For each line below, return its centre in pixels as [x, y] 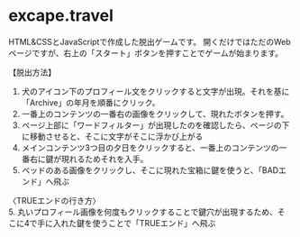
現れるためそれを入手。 [105, 159]
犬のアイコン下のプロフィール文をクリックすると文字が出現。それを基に [155, 91]
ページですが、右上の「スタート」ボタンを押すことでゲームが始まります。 [146, 53]
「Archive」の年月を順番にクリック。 [91, 102]
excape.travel [61, 16]
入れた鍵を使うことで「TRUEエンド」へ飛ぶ [134, 223]
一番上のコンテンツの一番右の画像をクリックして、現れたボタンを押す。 [155, 114]
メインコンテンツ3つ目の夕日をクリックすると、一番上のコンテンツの [150, 147]
